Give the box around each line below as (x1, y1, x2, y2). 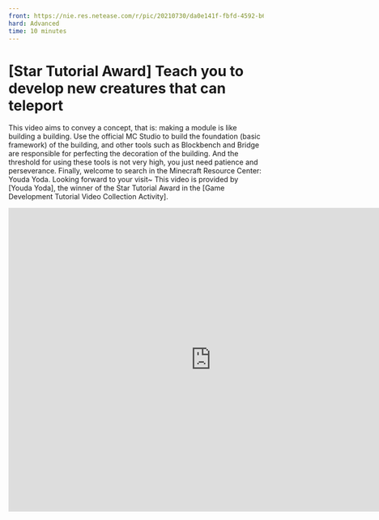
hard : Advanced (8, 19, 60, 28)
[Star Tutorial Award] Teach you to (8, 62, 245, 80)
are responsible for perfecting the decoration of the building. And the (8, 149, 239, 159)
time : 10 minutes (8, 27, 67, 35)
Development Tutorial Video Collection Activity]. (8, 192, 168, 202)
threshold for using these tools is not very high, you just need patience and (8, 157, 258, 167)
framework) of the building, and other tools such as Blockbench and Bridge (8, 140, 260, 150)
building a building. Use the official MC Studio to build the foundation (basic (8, 131, 261, 142)
